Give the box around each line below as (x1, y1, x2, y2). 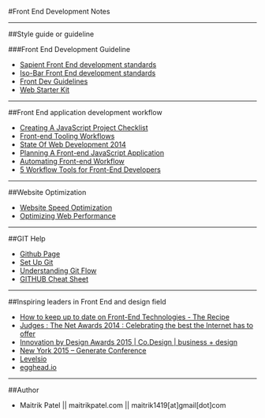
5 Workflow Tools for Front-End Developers (19, 165, 162, 174)
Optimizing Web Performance (19, 211, 117, 220)
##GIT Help (8, 234, 46, 243)
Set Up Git (19, 258, 54, 267)
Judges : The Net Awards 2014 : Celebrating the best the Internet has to (19, 321, 254, 330)
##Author (8, 386, 39, 394)
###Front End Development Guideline (8, 45, 131, 54)
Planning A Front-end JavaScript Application (19, 148, 164, 157)
